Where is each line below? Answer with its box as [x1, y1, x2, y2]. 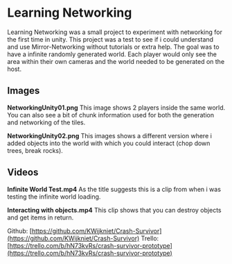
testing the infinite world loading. [7, 192, 101, 201]
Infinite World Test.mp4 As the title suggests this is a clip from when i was [7, 185, 222, 193]
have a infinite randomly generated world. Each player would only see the [7, 50, 217, 58]
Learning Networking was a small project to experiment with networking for [7, 28, 223, 36]
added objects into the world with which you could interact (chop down [7, 139, 211, 147]
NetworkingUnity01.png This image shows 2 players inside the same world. [7, 103, 226, 112]
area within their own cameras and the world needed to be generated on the [7, 57, 225, 65]
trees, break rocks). [7, 146, 64, 154]
